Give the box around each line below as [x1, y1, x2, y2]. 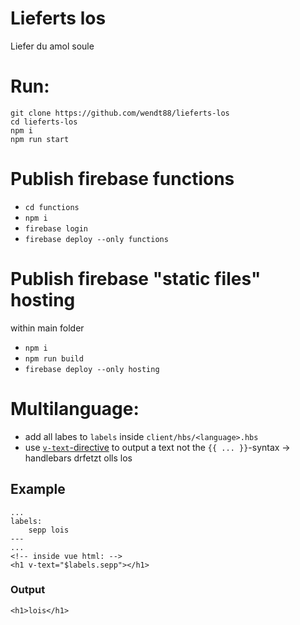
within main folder [10, 322, 85, 334]
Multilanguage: [10, 397, 140, 420]
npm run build [24, 353, 84, 364]
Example [10, 481, 66, 498]
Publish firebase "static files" [10, 268, 262, 290]
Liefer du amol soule [10, 40, 95, 52]
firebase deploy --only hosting [24, 364, 160, 374]
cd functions [24, 202, 80, 212]
